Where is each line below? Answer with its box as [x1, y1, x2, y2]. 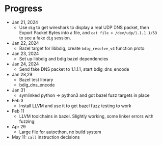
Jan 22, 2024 [11, 40, 39, 46]
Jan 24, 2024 [11, 61, 39, 67]
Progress [4, 3, 43, 14]
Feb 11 [11, 108, 25, 114]
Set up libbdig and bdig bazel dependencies [19, 56, 108, 61]
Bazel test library [19, 77, 54, 83]
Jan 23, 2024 [11, 50, 39, 57]
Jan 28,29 [11, 71, 32, 77]
